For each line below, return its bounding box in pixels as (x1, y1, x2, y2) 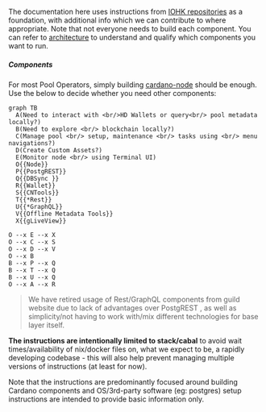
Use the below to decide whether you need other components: (8, 88, 217, 98)
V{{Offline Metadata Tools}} (15, 210, 114, 218)
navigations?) (8, 139, 56, 148)
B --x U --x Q (8, 273, 56, 281)
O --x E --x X (8, 231, 56, 239)
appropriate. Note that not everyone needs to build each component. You (8, 24, 251, 33)
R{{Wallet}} (15, 181, 56, 189)
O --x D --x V (8, 245, 56, 253)
